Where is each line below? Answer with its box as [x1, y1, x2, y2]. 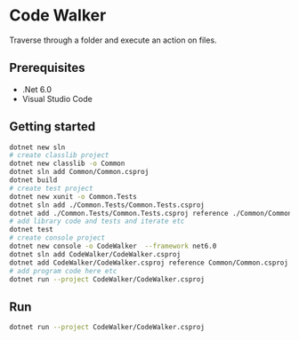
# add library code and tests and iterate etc [9, 217, 185, 226]
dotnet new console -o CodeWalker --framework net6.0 [9, 241, 217, 251]
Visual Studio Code [21, 93, 93, 104]
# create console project [9, 233, 105, 242]
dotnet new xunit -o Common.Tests [9, 192, 138, 201]
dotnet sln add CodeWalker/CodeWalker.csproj [9, 249, 181, 258]
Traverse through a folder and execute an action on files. [9, 35, 217, 45]
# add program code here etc [9, 266, 117, 275]
